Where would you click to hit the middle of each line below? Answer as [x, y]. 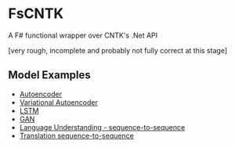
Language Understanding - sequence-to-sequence [102, 127]
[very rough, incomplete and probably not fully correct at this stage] [118, 50]
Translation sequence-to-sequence [77, 135]
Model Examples [50, 75]
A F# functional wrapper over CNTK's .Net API [83, 35]
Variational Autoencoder [58, 102]
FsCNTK [36, 14]
